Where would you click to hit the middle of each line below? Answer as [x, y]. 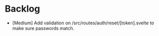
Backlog [22, 9]
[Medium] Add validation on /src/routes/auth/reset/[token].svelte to [83, 23]
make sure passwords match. [43, 28]
